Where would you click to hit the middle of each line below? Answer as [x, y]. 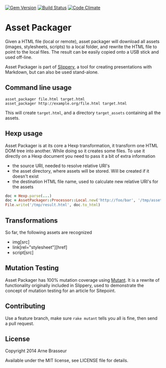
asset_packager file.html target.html [45, 99]
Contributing [25, 306]
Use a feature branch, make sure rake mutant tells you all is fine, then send [81, 318]
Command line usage [38, 88]
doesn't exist [25, 176]
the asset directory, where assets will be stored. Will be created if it [81, 171]
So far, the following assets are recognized [49, 232]
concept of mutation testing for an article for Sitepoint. [61, 291]
